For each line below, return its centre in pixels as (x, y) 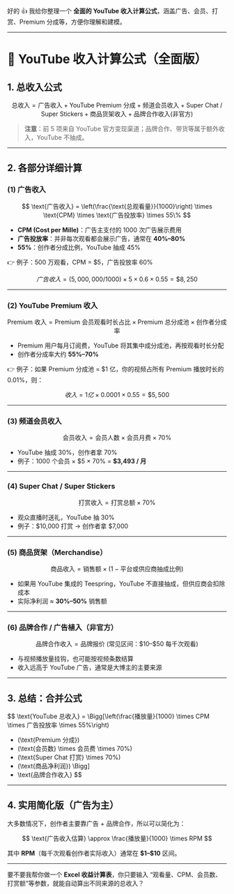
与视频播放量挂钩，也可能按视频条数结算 (75, 659)
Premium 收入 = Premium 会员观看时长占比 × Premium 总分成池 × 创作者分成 (117, 322)
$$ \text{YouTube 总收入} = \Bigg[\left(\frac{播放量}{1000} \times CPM (109, 716)
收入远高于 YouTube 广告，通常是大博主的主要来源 (89, 668)
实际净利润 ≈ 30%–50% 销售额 (62, 601)
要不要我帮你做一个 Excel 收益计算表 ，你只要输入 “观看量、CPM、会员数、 (114, 874)
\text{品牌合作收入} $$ (49, 775)
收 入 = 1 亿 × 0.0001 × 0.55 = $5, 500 (117, 394)
